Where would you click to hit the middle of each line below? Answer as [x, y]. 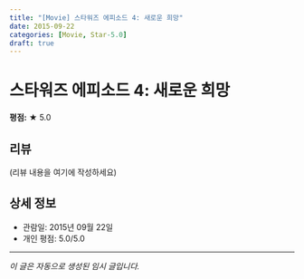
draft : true [32, 43]
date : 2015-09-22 [42, 26]
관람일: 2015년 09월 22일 [67, 226]
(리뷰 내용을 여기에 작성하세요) [63, 172]
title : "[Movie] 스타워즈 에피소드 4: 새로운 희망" [96, 18]
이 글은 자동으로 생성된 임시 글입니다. [75, 266]
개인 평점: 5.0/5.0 [54, 238]
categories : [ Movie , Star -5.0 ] [68, 34]
